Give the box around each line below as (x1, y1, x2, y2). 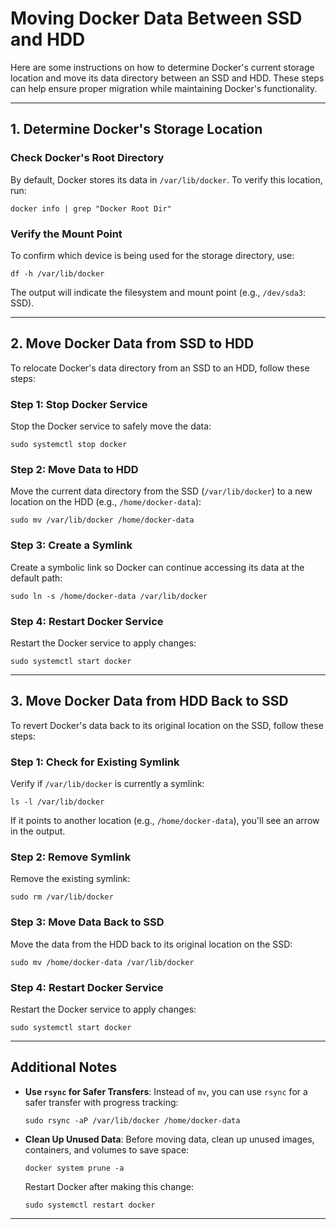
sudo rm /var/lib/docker (10, 892, 114, 902)
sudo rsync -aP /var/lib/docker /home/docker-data (24, 1115, 241, 1126)
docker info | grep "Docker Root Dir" (10, 203, 172, 214)
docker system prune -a (24, 1163, 125, 1173)
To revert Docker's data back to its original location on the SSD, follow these (10, 719, 324, 731)
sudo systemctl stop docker (10, 440, 128, 450)
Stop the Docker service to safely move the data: (10, 420, 212, 432)
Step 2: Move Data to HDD (10, 462, 139, 476)
